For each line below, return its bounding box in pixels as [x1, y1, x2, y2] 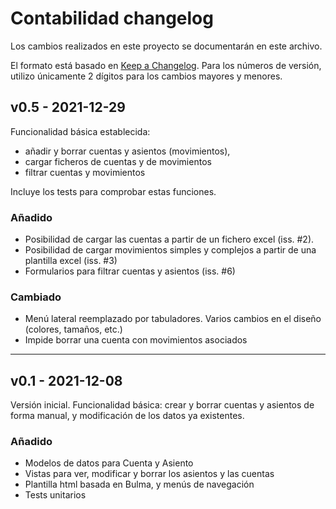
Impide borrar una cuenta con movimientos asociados [24, 334, 248, 346]
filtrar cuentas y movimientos [24, 166, 146, 178]
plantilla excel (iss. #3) [24, 255, 118, 267]
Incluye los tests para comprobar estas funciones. [10, 185, 217, 197]
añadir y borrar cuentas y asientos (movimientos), [24, 145, 231, 157]
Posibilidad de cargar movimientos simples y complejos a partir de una [24, 244, 317, 256]
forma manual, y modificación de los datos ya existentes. [10, 410, 245, 422]
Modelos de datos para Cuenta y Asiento [24, 457, 194, 469]
